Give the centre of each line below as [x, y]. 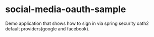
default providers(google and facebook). [47, 28]
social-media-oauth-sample [66, 9]
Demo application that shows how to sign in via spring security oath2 [77, 23]
